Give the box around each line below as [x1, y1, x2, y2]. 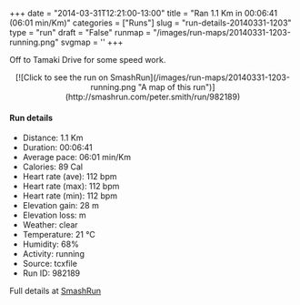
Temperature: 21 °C [22, 229, 95, 240]
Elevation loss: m [22, 209, 86, 221]
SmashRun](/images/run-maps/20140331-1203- [110, 72, 291, 83]
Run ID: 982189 [22, 268, 81, 279]
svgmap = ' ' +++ [60, 36, 124, 47]
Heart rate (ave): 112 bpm [22, 171, 117, 182]
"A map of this [137, 82, 192, 92]
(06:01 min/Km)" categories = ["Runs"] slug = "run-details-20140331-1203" [9, 17, 293, 28]
